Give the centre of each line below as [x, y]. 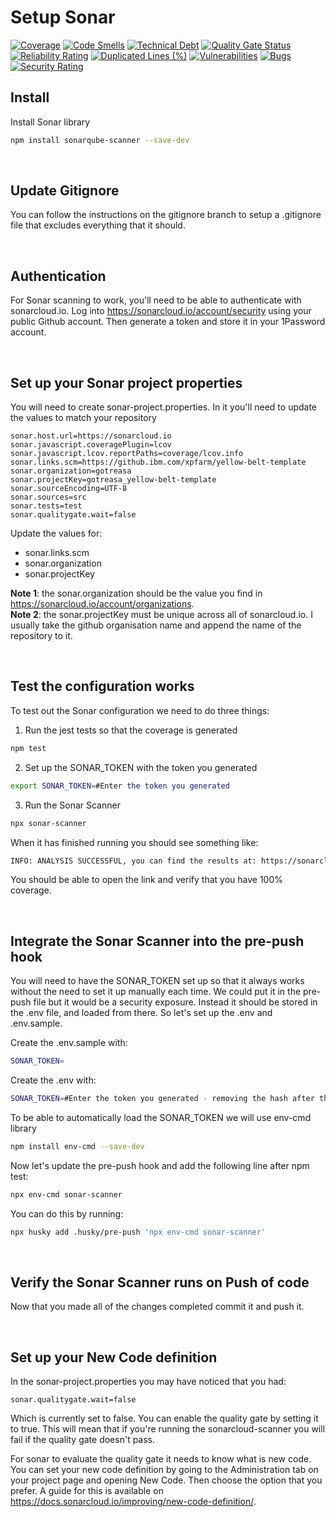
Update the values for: [56, 533]
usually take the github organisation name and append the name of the [156, 625]
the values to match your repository [83, 418]
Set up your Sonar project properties [126, 382]
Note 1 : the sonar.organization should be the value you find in [136, 593]
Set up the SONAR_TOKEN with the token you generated [141, 767]
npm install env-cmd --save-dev [77, 1146]
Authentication [58, 276]
